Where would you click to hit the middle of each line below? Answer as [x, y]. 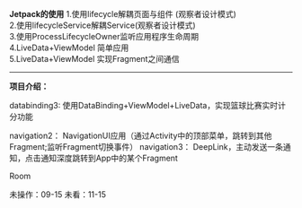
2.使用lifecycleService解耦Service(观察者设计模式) [102, 25]
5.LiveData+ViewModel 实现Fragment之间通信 [94, 59]
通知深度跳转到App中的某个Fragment [109, 158]
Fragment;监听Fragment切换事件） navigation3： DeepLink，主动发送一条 [146, 147]
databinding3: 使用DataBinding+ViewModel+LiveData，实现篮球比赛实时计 [147, 105]
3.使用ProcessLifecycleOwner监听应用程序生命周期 [104, 36]
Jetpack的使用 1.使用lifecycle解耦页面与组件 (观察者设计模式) [123, 14]
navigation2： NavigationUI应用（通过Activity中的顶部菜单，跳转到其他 [141, 135]
